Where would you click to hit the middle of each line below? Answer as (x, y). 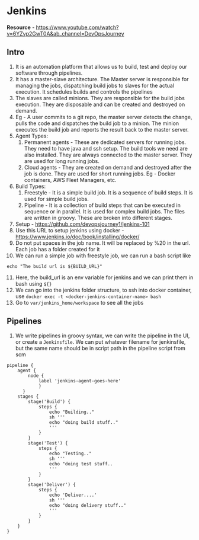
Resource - (21, 27)
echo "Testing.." (70, 453)
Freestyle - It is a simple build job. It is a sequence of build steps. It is (108, 192)
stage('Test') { (48, 443)
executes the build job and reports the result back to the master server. (102, 129)
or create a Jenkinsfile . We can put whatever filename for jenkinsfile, (100, 341)
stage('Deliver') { (52, 484)
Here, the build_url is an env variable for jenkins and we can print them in (104, 277)
